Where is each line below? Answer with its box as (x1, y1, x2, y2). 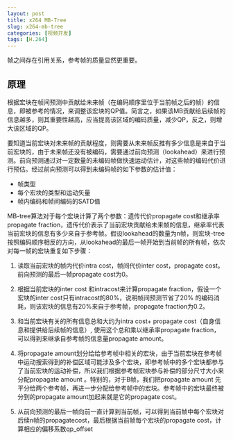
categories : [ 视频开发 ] (7, 29, 71, 37)
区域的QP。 (19, 124, 53, 132)
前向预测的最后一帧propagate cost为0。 (17, 270, 132, 278)
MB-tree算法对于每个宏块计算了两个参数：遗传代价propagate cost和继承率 (7, 211, 221, 220)
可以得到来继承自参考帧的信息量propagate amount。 (17, 334, 168, 343)
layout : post (7, 10, 45, 17)
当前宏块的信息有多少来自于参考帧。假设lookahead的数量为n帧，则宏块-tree (7, 229, 225, 237)
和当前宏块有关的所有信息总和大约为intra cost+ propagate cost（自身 (17, 317, 215, 325)
